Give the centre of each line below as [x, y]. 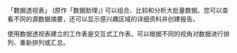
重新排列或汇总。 [44, 43]
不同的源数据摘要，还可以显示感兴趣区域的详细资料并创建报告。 [106, 19]
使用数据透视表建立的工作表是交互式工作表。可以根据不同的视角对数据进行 [115, 34]
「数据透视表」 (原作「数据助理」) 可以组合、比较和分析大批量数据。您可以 [115, 10]
